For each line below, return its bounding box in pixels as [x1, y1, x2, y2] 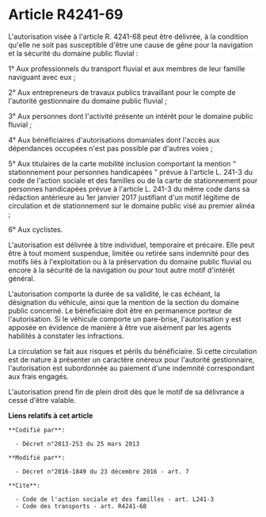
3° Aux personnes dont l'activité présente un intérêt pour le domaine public [8, 111, 253, 120]
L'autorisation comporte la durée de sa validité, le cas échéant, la [8, 289, 220, 298]
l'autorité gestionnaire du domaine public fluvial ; [8, 96, 168, 105]
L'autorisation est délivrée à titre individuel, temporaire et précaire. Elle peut [8, 240, 255, 249]
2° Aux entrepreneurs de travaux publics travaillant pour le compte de [8, 87, 236, 97]
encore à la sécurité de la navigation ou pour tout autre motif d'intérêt [8, 265, 235, 275]
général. [8, 273, 36, 283]
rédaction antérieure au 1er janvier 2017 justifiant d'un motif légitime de [8, 192, 240, 202]
